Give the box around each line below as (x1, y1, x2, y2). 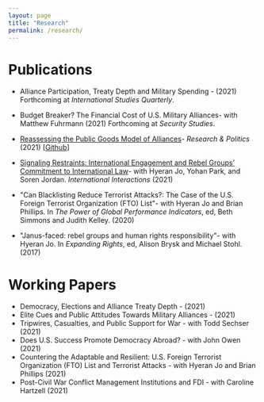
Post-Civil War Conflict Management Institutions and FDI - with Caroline (19, 377, 254, 387)
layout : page (8, 11, 52, 20)
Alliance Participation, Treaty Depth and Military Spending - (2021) (19, 86, 237, 96)
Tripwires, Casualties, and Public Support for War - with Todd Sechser (19, 319, 250, 328)
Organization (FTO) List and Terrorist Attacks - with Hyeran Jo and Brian (19, 361, 256, 370)
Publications (8, 60, 93, 78)
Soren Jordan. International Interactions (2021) (19, 175, 174, 185)
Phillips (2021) (19, 369, 67, 379)
